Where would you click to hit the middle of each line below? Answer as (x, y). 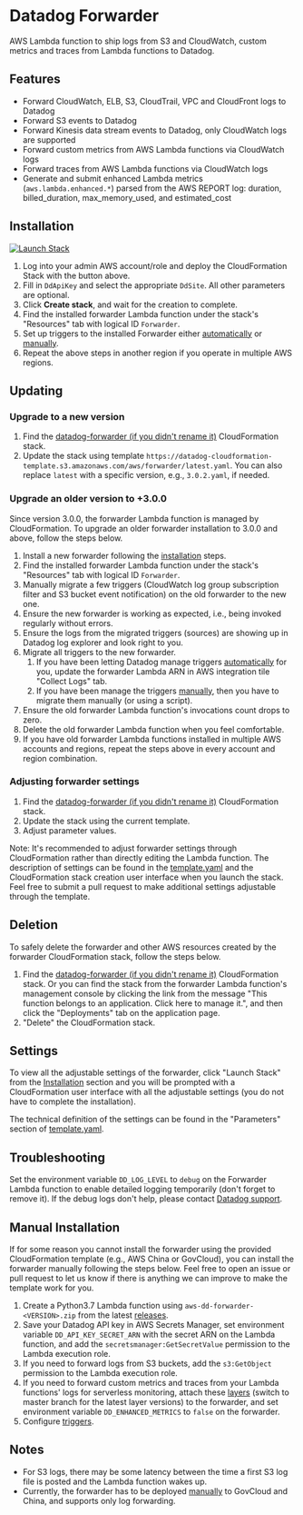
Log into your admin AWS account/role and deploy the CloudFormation (155, 265)
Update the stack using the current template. (106, 821)
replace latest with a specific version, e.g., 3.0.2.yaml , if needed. (146, 475)
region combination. (60, 758)
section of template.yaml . (57, 1129)
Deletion (34, 925)
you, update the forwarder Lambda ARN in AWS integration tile (153, 671)
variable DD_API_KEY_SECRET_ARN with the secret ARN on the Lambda (149, 1335)
